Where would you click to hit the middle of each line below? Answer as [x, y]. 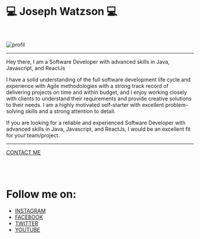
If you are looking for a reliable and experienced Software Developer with [96, 122]
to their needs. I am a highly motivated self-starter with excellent [85, 105]
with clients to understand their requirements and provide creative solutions [99, 98]
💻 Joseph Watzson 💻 [62, 12]
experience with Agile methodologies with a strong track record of [87, 86]
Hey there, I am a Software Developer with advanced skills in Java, [88, 62]
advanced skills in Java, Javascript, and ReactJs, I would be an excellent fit [99, 129]
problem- [177, 105]
